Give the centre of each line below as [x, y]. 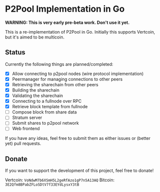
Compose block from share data [44, 112]
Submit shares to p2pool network [45, 123]
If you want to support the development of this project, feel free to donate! [80, 171]
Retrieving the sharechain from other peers [55, 84]
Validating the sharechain [37, 96]
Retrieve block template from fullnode [50, 107]
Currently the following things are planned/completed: [59, 64]
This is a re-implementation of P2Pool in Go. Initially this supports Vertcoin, [80, 32]
